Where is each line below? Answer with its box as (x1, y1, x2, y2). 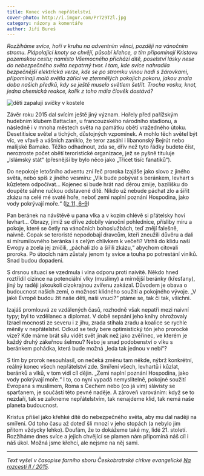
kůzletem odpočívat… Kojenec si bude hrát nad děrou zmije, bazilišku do (7, 181, 188, 188)
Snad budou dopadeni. (7, 257, 64, 264)
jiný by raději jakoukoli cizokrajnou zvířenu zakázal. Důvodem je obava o (7, 281, 187, 289)
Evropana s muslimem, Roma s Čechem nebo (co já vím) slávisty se (7, 383, 176, 390)
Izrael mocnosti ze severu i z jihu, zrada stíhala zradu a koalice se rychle (7, 319, 187, 326)
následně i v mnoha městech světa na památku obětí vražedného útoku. (7, 124, 187, 131)
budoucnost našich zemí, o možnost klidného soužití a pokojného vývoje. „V (7, 288, 196, 295)
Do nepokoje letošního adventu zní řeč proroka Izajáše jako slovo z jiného (7, 168, 190, 175)
